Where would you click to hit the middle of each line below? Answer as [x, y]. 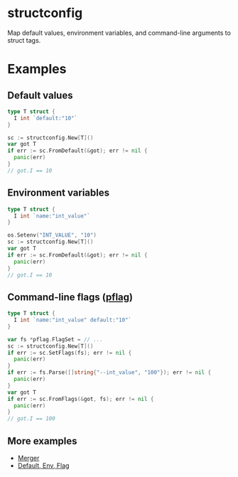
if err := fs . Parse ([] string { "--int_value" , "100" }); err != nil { [109, 373]
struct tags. [24, 40]
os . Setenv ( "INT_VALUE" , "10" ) [52, 235]
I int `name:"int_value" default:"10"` [73, 320]
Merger [28, 458]
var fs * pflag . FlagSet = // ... [55, 339]
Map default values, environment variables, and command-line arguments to [119, 33]
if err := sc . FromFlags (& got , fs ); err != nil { [81, 399]
